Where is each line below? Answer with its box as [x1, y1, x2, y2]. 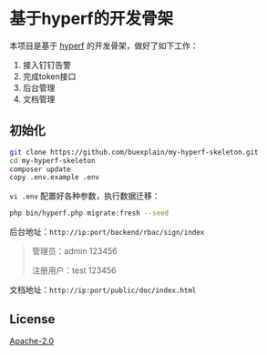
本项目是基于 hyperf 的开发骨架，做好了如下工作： [9, 40, 199, 51]
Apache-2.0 [9, 335, 55, 346]
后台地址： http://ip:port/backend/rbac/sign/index [9, 227, 205, 238]
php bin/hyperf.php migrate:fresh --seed [9, 208, 169, 218]
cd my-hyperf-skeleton [9, 156, 96, 165]
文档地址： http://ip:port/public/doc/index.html [9, 284, 197, 296]
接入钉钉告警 [22, 59, 71, 70]
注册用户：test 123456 [31, 265, 117, 276]
